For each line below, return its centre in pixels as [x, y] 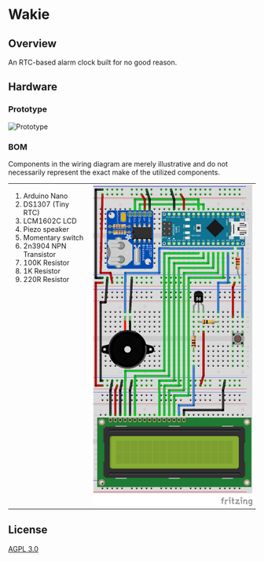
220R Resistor [46, 279]
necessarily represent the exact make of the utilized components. [114, 172]
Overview [33, 44]
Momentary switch [53, 237]
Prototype [28, 109]
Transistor [40, 254]
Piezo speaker [46, 229]
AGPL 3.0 [24, 548]
